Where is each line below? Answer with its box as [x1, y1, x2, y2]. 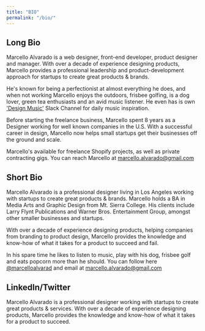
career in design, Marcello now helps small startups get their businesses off [6, 129, 198, 137]
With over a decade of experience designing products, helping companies [6, 226, 193, 234]
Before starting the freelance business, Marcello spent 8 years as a [6, 116, 176, 124]
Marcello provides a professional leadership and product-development [6, 67, 184, 74]
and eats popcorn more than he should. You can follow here [6, 258, 157, 265]
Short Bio [6, 172, 43, 183]
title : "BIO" [6, 9, 40, 15]
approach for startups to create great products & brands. [6, 73, 150, 80]
